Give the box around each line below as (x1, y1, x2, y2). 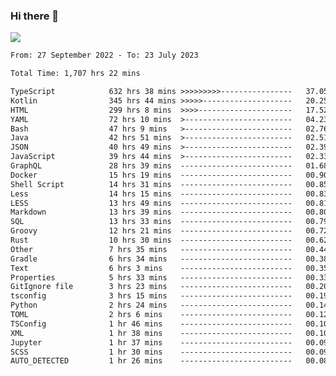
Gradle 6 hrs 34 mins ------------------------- (10, 254, 293, 264)
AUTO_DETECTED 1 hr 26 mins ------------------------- (10, 356, 293, 366)
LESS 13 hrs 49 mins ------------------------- (10, 198, 293, 208)
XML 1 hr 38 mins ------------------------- (10, 328, 293, 338)
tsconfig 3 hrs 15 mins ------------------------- (10, 291, 293, 301)
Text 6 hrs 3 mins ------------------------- (10, 263, 293, 273)
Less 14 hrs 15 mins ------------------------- (10, 189, 293, 199)
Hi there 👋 (10, 9, 60, 23)
